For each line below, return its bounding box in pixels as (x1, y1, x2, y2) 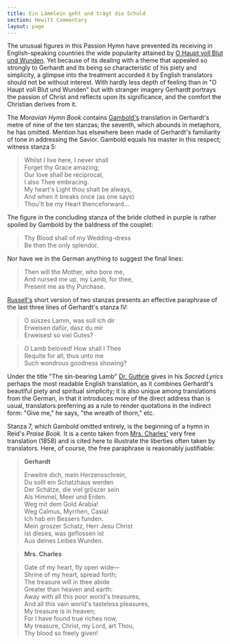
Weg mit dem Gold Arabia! (23, 500, 99, 508)
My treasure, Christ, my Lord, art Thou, (23, 622, 135, 630)
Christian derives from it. (7, 100, 78, 109)
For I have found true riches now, (23, 614, 118, 623)
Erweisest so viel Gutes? (23, 331, 94, 339)
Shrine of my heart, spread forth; (23, 570, 117, 579)
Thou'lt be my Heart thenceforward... (23, 200, 130, 208)
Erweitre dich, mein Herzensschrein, (23, 471, 127, 479)
